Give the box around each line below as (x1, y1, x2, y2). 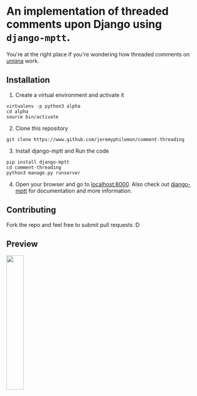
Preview (6, 238, 39, 249)
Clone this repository (15, 124, 69, 132)
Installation (6, 75, 50, 85)
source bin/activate (6, 113, 59, 120)
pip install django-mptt (6, 159, 70, 165)
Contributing (6, 205, 56, 215)
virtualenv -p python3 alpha (6, 103, 81, 109)
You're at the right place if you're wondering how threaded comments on (6, 50, 190, 58)
